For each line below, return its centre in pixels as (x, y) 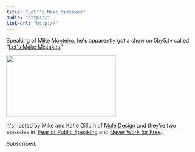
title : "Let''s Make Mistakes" (46, 12)
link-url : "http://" (32, 23)
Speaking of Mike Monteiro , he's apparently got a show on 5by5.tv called (98, 41)
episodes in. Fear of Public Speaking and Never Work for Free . (84, 132)
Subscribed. (22, 144)
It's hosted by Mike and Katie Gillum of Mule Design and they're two (91, 126)
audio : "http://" (28, 18)
